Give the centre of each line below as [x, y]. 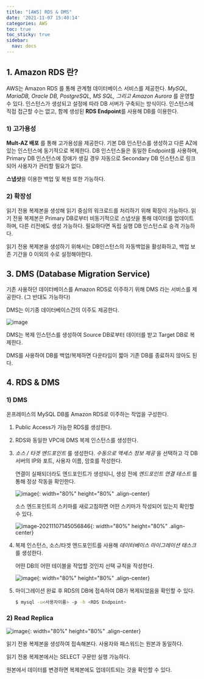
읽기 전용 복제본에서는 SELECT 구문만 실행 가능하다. [69, 656]
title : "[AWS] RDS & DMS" [39, 12]
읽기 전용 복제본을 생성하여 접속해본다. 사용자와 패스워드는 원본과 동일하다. [95, 644]
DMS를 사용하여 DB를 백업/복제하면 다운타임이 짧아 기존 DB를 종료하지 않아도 [99, 356]
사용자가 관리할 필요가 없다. [50, 166]
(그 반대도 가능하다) [47, 297]
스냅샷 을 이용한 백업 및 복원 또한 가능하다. [56, 178]
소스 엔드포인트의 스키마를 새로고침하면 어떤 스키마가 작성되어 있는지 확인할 [105, 506]
